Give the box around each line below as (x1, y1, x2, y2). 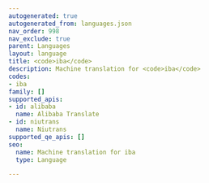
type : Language (15, 155, 67, 163)
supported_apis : (8, 95, 63, 103)
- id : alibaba (8, 102, 57, 111)
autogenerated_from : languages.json (8, 20, 132, 28)
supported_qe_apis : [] (8, 133, 85, 141)
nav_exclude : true (8, 34, 70, 43)
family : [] (8, 87, 45, 96)
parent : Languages (8, 42, 70, 50)
